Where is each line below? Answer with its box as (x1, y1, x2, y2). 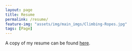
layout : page (5, 7, 33, 13)
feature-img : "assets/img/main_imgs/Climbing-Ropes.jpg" (5, 21, 127, 27)
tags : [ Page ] (5, 26, 33, 31)
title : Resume (5, 12, 35, 17)
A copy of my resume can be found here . (5, 40, 91, 46)
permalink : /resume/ (5, 17, 49, 22)
